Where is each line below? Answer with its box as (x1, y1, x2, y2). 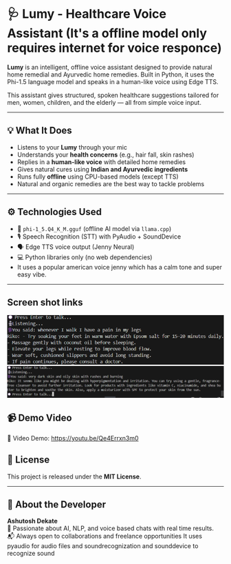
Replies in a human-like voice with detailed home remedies (16, 157, 186, 166)
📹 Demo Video (7, 412, 72, 424)
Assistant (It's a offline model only (7, 26, 208, 41)
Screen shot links (7, 296, 83, 308)
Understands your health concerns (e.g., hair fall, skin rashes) (16, 150, 195, 159)
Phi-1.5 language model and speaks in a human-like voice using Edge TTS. (7, 77, 219, 85)
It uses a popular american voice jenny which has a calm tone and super (16, 263, 222, 271)
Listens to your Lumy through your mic (16, 143, 127, 151)
